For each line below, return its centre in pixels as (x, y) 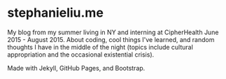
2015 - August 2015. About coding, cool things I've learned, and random (111, 39)
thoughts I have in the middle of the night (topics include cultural (100, 47)
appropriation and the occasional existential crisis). (81, 55)
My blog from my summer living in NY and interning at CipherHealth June (113, 32)
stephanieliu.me (55, 13)
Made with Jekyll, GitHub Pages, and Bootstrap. (76, 68)
